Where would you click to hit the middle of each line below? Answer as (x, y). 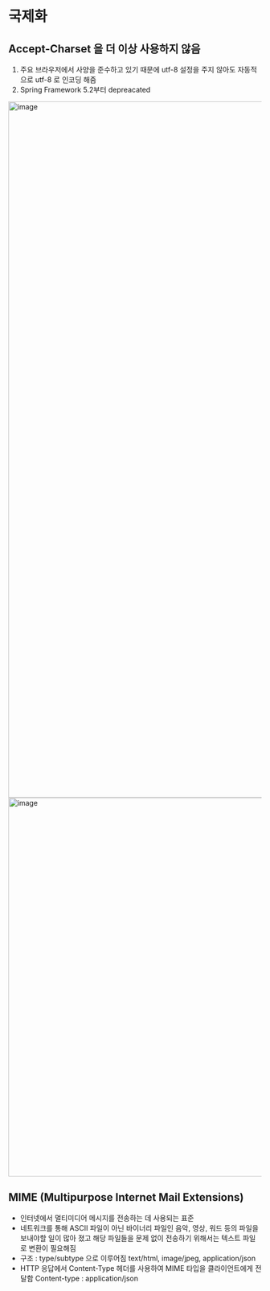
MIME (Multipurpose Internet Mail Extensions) (126, 1197)
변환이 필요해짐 (52, 1248)
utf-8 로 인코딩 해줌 (65, 80)
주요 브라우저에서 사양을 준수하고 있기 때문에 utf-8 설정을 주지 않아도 (128, 70)
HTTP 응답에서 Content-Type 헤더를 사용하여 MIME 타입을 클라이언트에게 (136, 1268)
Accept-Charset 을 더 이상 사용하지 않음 (104, 49)
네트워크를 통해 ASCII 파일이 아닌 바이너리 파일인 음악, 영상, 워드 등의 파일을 (139, 1227)
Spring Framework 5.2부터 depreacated (85, 90)
